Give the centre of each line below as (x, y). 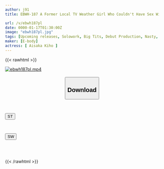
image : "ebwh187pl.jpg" (29, 32)
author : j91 (17, 10)
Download (82, 90)
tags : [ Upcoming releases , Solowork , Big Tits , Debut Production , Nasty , (82, 37)
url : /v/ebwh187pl (24, 23)
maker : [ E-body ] (21, 41)
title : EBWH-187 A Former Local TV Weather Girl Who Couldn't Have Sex (79, 14)
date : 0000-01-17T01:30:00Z (34, 27)
